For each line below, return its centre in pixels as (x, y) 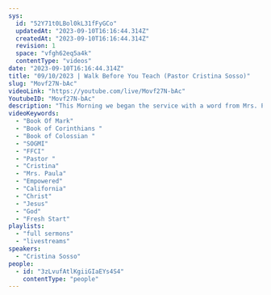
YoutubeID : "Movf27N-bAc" (52, 99)
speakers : (25, 249)
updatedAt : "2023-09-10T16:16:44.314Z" (83, 31)
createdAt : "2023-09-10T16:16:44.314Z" (83, 38)
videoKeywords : (34, 114)
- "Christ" (34, 196)
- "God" (29, 211)
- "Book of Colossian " (55, 136)
